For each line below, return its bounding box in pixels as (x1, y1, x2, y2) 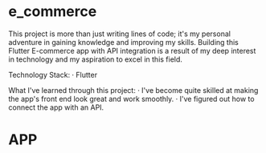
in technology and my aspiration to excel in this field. (8, 54, 183, 64)
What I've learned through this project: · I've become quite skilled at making (8, 85, 259, 95)
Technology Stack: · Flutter (8, 70, 98, 79)
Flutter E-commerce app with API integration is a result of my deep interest (8, 46, 256, 55)
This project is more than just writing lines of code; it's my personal (8, 29, 231, 38)
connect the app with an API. (8, 103, 104, 112)
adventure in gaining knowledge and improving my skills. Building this (8, 37, 239, 46)
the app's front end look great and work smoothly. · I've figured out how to (8, 94, 255, 103)
